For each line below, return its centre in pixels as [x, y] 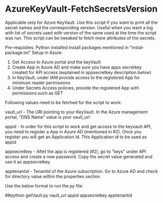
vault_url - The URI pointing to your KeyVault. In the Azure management [76, 112]
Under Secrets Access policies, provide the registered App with [75, 88]
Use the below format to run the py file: [44, 185]
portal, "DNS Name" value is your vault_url [47, 117]
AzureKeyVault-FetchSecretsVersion [81, 9]
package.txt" [18, 53]
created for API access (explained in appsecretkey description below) [82, 72]
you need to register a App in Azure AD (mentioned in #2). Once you [73, 131]
